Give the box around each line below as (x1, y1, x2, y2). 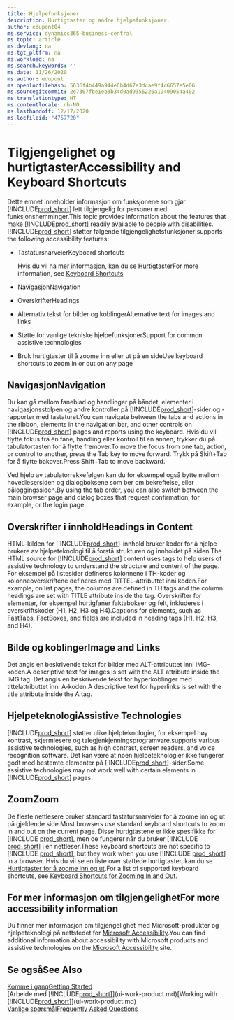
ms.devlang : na (7, 43, 52, 50)
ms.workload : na (7, 56, 54, 63)
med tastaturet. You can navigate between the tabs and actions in (36, 413, 224, 421)
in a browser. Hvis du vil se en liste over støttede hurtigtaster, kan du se (7, 856, 213, 865)
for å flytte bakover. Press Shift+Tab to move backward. (7, 458, 166, 466)
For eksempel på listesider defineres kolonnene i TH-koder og (7, 569, 186, 578)
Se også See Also (7, 963, 82, 976)
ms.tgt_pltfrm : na (7, 50, 61, 57)
